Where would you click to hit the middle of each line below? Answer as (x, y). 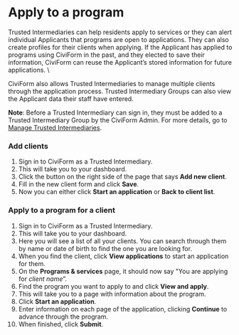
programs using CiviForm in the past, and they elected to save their (107, 55)
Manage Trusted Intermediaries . (55, 127)
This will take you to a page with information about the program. (112, 294)
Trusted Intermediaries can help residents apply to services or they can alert (120, 32)
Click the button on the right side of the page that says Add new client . (122, 177)
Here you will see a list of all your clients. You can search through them (122, 241)
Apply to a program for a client (62, 211)
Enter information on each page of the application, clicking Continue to (123, 309)
